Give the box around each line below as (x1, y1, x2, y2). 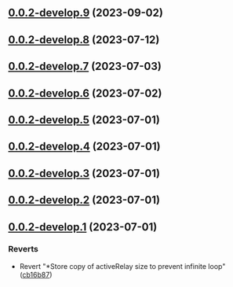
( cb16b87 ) (19, 270, 53, 279)
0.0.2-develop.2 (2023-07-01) (8, 193, 161, 207)
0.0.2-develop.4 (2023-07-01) (8, 140, 161, 153)
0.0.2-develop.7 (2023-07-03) (8, 60, 162, 73)
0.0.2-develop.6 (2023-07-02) (8, 86, 162, 100)
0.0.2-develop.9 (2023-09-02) (8, 6, 163, 20)
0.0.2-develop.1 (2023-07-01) (8, 220, 158, 234)
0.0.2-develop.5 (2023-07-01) (8, 113, 161, 127)
